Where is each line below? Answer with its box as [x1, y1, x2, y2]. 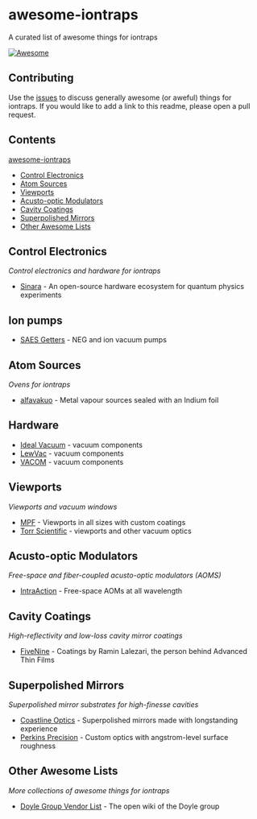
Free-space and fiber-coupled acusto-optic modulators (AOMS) [8, 570, 222, 581]
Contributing [8, 71, 74, 85]
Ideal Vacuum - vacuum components [19, 440, 143, 449]
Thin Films [19, 655, 55, 665]
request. [8, 110, 36, 119]
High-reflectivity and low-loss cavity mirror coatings [8, 631, 183, 641]
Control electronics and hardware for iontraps [8, 266, 161, 275]
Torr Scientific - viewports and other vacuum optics [19, 526, 192, 536]
